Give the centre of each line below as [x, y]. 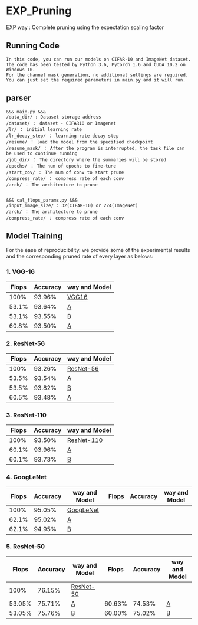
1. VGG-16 [21, 271]
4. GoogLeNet [27, 477]
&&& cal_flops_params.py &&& [42, 200]
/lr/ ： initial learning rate [44, 129]
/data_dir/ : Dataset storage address [54, 117]
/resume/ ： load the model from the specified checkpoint [80, 142]
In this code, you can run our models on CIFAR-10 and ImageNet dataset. [99, 59]
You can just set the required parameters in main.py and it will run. [96, 80]
